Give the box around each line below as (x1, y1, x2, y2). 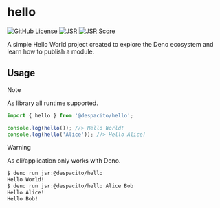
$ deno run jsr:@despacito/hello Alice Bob (7, 183, 134, 189)
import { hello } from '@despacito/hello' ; (7, 112, 134, 119)
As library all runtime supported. (7, 99, 98, 107)
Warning (7, 143, 31, 152)
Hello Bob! (7, 195, 38, 203)
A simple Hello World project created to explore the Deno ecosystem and (7, 40, 214, 48)
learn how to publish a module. (7, 47, 95, 56)
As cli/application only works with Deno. (7, 157, 121, 165)
